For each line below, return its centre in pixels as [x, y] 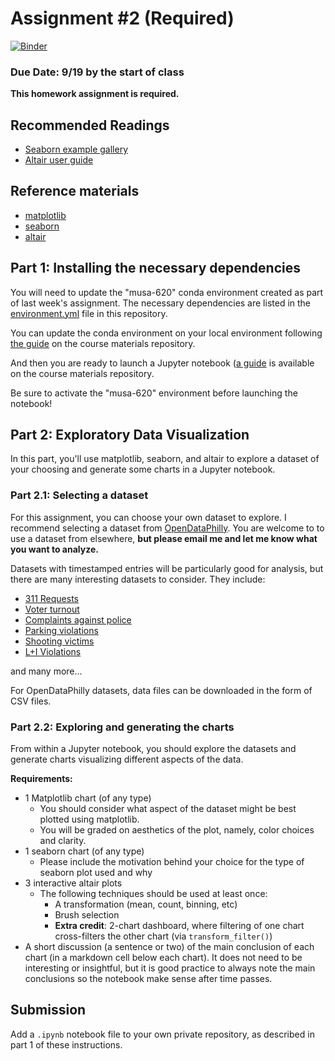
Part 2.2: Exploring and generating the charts [122, 727]
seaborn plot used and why [96, 873]
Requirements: [41, 779]
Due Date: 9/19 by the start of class [97, 72]
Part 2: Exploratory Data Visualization [130, 435]
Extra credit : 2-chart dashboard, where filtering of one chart [179, 926]
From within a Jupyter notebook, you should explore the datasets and [153, 749]
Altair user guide [59, 160]
